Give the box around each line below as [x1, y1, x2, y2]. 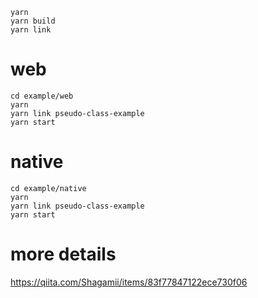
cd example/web [10, 91, 74, 101]
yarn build [10, 16, 56, 26]
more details [10, 243, 117, 266]
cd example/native [10, 183, 87, 193]
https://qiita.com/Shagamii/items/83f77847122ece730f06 [10, 276, 248, 288]
